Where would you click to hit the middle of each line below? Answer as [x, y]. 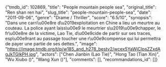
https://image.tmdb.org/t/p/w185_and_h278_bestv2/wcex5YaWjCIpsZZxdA [84, 49]
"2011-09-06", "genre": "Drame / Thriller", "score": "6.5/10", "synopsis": [79, 17]
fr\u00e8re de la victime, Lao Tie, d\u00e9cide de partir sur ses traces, [78, 33]
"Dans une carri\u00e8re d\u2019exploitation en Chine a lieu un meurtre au [83, 23]
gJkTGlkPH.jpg [20, 54]
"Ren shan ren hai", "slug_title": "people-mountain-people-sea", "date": [78, 12]
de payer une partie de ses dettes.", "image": [51, 44]
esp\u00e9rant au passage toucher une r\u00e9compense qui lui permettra [83, 38]
